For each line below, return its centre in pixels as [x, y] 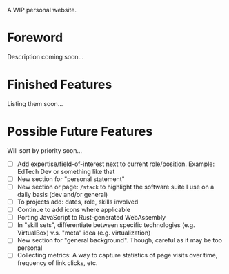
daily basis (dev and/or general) [62, 194]
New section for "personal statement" [71, 179]
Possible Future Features [80, 132]
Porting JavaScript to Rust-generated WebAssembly [91, 218]
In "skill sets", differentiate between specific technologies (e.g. [106, 225]
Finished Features [60, 85]
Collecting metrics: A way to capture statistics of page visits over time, [117, 255]
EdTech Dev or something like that [66, 171]
